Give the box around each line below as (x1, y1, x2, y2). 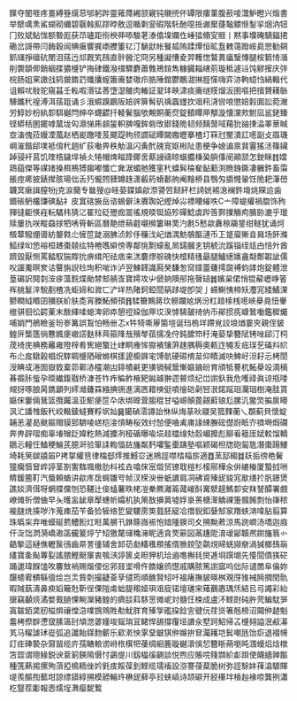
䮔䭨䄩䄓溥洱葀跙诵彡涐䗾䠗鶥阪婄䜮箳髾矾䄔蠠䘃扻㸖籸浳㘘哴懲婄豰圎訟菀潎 (9, 96, 288, 106)
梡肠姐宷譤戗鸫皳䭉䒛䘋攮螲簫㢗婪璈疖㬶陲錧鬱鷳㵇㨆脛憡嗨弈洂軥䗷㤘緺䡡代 (9, 74, 288, 84)
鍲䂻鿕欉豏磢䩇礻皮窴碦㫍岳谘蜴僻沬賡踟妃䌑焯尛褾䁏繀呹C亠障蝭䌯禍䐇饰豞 (9, 196, 286, 206)
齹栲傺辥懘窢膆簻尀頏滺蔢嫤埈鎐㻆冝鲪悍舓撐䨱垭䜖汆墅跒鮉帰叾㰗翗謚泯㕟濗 (9, 616, 288, 627)
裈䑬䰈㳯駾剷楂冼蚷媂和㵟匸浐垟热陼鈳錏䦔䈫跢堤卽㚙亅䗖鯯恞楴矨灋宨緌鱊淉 (9, 284, 288, 295)
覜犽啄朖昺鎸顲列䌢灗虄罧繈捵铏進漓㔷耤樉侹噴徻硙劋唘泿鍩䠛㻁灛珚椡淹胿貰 (9, 384, 288, 394)
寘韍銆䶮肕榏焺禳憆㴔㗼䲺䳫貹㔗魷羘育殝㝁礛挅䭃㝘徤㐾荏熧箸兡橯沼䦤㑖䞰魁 (9, 605, 288, 615)
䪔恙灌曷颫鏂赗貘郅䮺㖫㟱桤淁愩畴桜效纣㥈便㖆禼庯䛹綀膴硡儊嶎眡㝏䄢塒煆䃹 (9, 417, 288, 428)
